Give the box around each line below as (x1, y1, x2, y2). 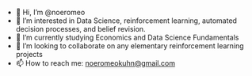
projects (15, 50, 44, 59)
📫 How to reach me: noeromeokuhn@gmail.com (15, 59, 176, 67)
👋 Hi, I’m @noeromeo (15, 8, 86, 17)
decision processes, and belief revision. (15, 25, 146, 33)
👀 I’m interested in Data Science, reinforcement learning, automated (15, 16, 238, 25)
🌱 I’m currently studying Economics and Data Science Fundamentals (15, 32, 239, 42)
